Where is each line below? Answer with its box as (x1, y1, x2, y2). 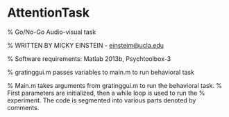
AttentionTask (7, 5, 90, 21)
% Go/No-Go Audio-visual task (7, 28, 96, 36)
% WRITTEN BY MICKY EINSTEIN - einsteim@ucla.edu (7, 41, 164, 49)
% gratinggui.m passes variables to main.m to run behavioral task (7, 68, 195, 76)
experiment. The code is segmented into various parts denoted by (7, 96, 196, 105)
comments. (7, 103, 40, 111)
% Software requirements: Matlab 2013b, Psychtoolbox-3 (7, 54, 171, 63)
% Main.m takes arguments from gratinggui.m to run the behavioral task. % (7, 81, 223, 89)
